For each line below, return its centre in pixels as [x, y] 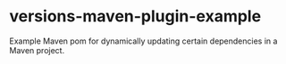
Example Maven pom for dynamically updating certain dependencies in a [143, 41]
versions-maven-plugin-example [135, 16]
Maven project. [37, 50]
